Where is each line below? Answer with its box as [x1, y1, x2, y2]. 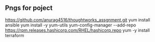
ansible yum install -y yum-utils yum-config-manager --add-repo [5, 22, 136, 28]
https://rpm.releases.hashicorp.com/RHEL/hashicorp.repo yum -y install [5, 27, 150, 33]
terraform [5, 32, 24, 38]
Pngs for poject [5, 4, 53, 12]
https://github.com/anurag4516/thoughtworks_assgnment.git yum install [5, 17, 150, 22]
